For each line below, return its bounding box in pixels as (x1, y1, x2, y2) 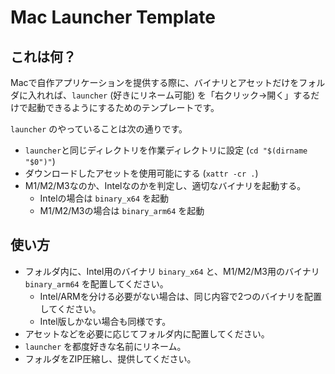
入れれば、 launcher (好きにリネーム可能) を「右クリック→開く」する (27, 89, 312, 101)
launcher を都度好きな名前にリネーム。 (24, 340, 187, 352)
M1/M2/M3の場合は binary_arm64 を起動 (39, 205, 205, 216)
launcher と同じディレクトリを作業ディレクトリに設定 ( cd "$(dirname (24, 144, 308, 156)
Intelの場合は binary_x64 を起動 (39, 192, 170, 204)
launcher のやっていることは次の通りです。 (10, 123, 188, 135)
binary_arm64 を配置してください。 (24, 277, 169, 290)
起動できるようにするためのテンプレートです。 (27, 102, 220, 113)
